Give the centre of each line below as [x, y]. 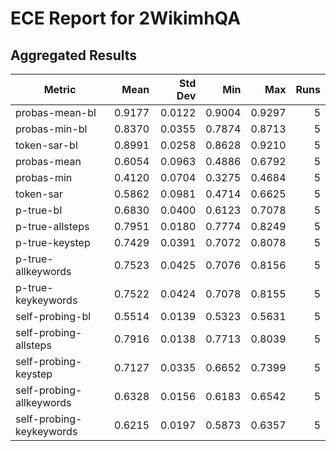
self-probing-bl [53, 316]
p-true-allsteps [52, 226]
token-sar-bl [46, 145]
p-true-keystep [53, 242]
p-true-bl [39, 210]
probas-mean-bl [56, 112]
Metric [60, 89]
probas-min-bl [51, 129]
